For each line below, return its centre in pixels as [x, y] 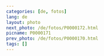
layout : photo [24, 22]
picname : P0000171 [28, 33]
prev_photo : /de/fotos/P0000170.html [52, 38]
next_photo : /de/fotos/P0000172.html [52, 28]
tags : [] [17, 44]
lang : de [17, 17]
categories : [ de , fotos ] [36, 11]
